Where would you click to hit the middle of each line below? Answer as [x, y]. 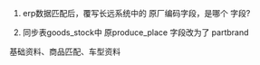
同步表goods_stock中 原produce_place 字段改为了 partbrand [135, 32]
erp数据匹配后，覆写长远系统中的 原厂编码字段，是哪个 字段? [136, 13]
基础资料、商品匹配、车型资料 [65, 51]
